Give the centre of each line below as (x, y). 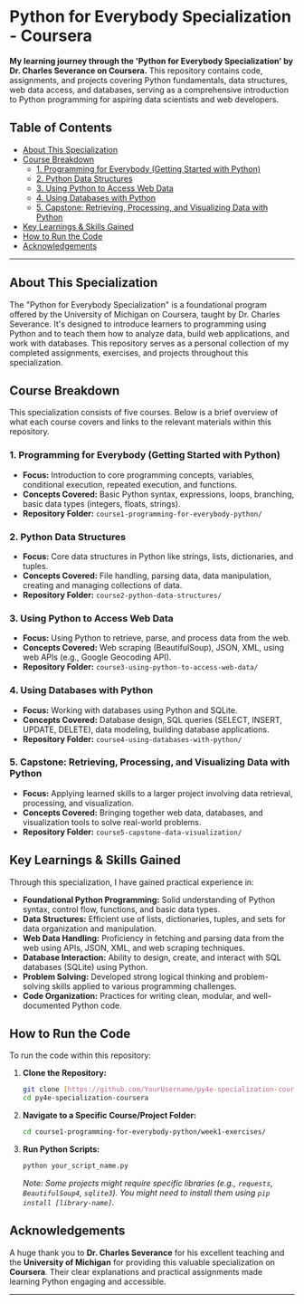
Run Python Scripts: (61, 1149)
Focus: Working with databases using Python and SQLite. (130, 710)
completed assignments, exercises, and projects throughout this (129, 352)
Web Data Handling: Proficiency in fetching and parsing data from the (153, 938)
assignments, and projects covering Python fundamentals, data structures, (148, 80)
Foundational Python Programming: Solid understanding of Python (149, 899)
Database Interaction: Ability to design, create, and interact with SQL (152, 957)
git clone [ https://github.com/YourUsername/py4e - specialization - (150, 1090)
